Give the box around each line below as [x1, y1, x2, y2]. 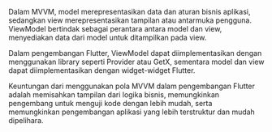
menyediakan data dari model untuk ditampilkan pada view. [8, 32, 207, 42]
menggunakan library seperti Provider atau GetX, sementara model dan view [8, 57, 265, 66]
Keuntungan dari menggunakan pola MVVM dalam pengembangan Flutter [8, 81, 256, 91]
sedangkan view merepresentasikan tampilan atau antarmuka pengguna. [8, 15, 252, 25]
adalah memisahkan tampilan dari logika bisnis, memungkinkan [8, 90, 220, 100]
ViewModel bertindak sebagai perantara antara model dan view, [8, 24, 222, 33]
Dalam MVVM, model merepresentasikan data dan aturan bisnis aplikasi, [8, 7, 251, 16]
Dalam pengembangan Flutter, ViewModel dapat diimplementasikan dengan [8, 49, 262, 57]
